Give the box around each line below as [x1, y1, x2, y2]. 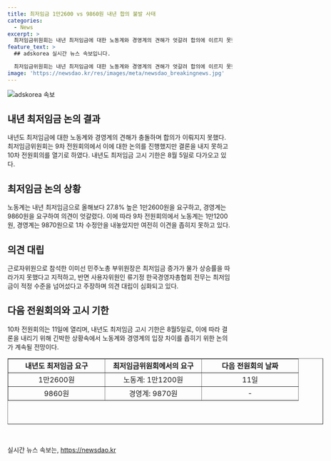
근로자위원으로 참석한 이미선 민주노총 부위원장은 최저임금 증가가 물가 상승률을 [7, 264, 223, 273]
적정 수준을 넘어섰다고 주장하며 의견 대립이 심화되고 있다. [20, 282, 179, 291]
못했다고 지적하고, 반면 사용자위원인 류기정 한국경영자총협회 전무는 [26, 273, 212, 281]
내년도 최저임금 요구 [24, 361, 88, 371]
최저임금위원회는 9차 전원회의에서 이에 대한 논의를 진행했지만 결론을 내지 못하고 [7, 142, 228, 150]
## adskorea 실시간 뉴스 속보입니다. [14, 51, 111, 58]
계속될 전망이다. [14, 343, 59, 351]
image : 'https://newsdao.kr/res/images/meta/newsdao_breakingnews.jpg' [7, 69, 225, 77]
